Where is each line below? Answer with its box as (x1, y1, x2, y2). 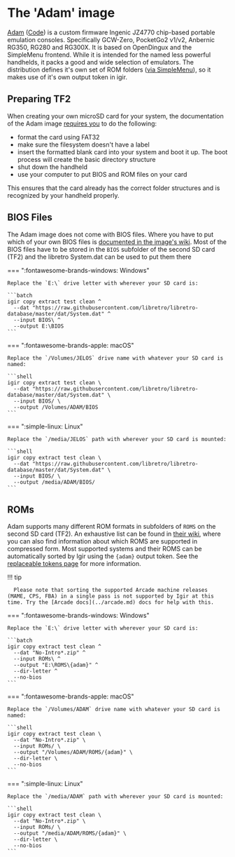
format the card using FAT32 (17, 133, 100, 141)
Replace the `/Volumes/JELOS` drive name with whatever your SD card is (7, 354, 224, 362)
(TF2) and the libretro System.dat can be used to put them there (7, 252, 192, 261)
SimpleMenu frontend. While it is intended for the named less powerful (7, 50, 211, 59)
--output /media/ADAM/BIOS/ (13, 478, 96, 485)
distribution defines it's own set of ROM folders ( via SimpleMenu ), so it (7, 65, 211, 74)
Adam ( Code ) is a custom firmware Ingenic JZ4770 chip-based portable (7, 28, 215, 36)
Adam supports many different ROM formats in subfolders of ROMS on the (7, 522, 216, 531)
